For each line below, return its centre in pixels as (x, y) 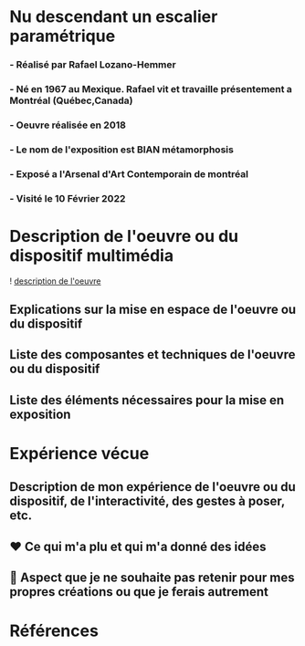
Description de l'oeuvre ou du (124, 236)
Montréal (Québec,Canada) (71, 100)
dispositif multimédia (92, 255)
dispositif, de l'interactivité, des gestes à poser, (147, 501)
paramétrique (63, 36)
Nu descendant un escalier (114, 17)
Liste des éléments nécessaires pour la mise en (147, 400)
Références (54, 631)
